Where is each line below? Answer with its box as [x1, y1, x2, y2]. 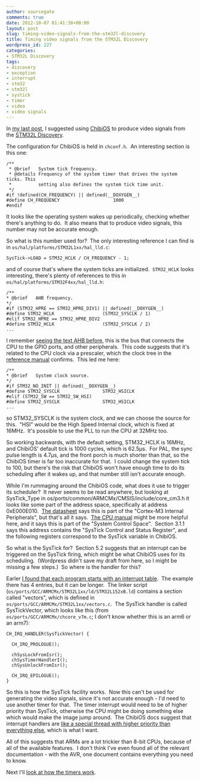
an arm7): [6, 619, 30, 627]
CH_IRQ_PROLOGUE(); [11, 641, 60, 648]
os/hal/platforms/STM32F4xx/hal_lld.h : [6, 278, 104, 285]
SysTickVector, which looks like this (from [6, 607, 109, 614]
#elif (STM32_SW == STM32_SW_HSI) [6, 393, 93, 400]
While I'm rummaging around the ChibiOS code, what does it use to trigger [6, 482, 190, 490]
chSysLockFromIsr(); [11, 652, 63, 658]
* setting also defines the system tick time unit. [8, 182, 164, 188]
